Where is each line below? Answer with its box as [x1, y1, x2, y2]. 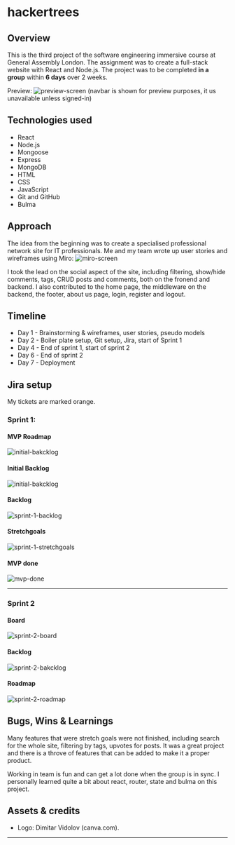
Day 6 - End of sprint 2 [17, 351, 84, 360]
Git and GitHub [17, 192, 61, 201]
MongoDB [17, 163, 47, 171]
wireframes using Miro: [7, 254, 74, 262]
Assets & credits [7, 804, 80, 817]
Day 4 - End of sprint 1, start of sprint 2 [17, 344, 131, 352]
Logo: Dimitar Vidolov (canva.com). [17, 823, 120, 832]
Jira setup [7, 379, 52, 391]
